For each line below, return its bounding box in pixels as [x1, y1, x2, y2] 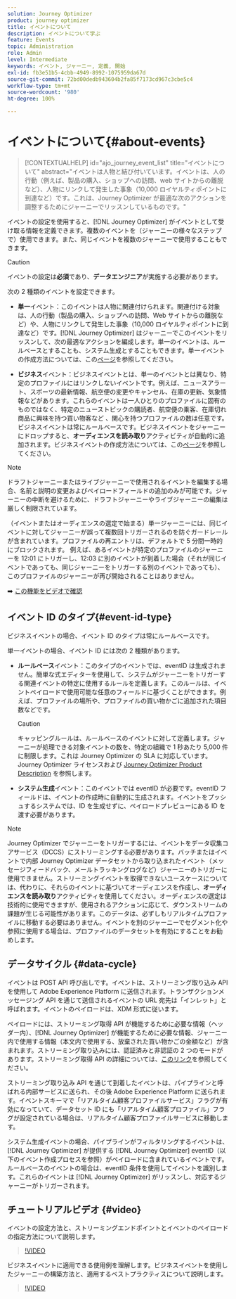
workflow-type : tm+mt [7, 82, 71, 89]
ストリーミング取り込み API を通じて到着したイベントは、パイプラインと [7, 1078, 218, 1087]
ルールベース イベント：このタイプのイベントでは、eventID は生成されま [17, 661, 226, 670]
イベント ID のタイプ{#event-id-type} [7, 611, 172, 623]
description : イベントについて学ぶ [7, 30, 100, 37]
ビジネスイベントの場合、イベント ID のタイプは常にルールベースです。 [7, 631, 213, 640]
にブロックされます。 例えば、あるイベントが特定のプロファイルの [7, 545, 199, 553]
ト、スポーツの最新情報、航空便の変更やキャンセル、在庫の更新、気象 [17, 388, 221, 396]
